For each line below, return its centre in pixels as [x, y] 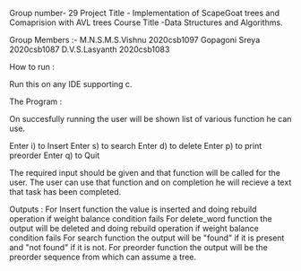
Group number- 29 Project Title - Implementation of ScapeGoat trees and [145, 13]
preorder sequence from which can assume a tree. [103, 257]
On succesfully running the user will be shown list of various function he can [150, 119]
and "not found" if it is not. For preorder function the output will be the [139, 247]
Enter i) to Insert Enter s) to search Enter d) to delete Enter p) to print [136, 146]
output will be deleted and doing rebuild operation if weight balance [134, 228]
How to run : [32, 67]
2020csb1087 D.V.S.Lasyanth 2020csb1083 [90, 49]
